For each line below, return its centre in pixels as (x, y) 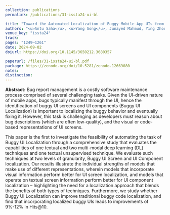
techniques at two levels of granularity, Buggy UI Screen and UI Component (84, 159)
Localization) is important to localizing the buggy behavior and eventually (82, 111)
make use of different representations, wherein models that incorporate (80, 169)
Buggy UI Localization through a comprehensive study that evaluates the (81, 143)
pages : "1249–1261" (26, 43)
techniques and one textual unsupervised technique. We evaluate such (79, 153)
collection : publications (32, 10)
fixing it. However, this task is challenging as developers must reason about (84, 116)
